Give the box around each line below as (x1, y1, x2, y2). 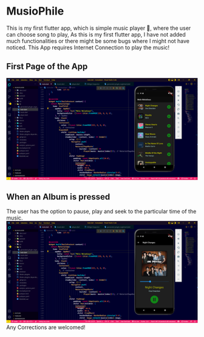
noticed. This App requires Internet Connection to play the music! (6, 44, 170, 51)
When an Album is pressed (6, 192, 110, 202)
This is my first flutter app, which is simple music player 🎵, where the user (6, 24, 191, 32)
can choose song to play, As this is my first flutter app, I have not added (6, 30, 186, 38)
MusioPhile (6, 4, 64, 18)
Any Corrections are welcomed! (6, 324, 86, 331)
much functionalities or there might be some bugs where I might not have (6, 37, 190, 44)
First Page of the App (6, 61, 88, 72)
